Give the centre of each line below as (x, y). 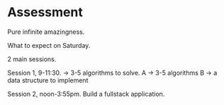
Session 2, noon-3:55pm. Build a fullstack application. (86, 94)
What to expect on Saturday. (49, 45)
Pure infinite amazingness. (46, 32)
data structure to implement (48, 80)
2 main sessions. (32, 59)
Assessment (45, 12)
